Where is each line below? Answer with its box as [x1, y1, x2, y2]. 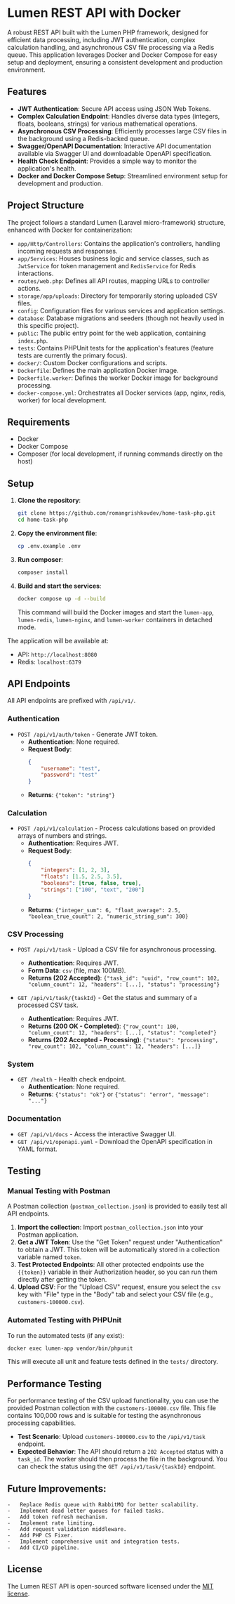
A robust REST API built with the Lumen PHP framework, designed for [7, 28, 209, 37]
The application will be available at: [7, 636, 109, 645]
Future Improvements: [7, 1483, 107, 1494]
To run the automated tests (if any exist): [7, 1331, 125, 1339]
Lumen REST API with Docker [7, 5, 181, 21]
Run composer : [17, 555, 63, 563]
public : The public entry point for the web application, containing [17, 329, 206, 337]
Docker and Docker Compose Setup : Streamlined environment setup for [17, 171, 228, 180]
